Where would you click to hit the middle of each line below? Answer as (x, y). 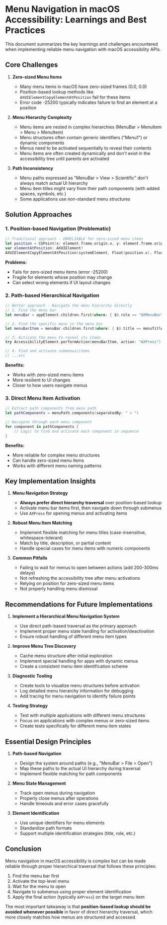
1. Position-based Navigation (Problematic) (58, 229)
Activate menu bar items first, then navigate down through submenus (91, 508)
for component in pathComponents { (42, 427)
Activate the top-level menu (41, 881)
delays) (27, 573)
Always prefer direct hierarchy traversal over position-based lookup (91, 503)
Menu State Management (39, 783)
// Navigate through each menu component (49, 422)
